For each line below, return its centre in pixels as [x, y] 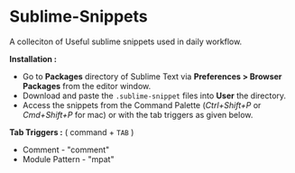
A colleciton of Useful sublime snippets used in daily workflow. [126, 41]
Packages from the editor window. [87, 86]
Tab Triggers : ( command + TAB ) [72, 132]
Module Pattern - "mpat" [68, 159]
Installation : [33, 59]
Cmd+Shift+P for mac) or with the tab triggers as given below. [138, 114]
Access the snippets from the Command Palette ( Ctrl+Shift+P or [142, 105]
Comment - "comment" [66, 150]
